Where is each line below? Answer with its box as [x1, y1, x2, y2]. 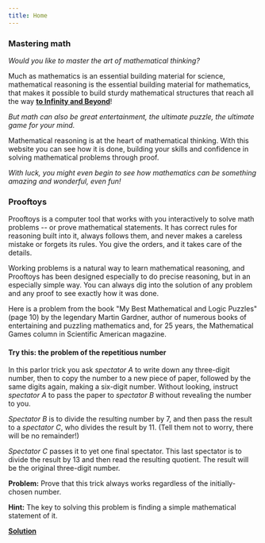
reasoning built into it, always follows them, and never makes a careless [8, 231, 243, 241]
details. [8, 248, 33, 258]
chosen [8, 487, 33, 497]
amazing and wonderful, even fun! [8, 176, 121, 186]
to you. [8, 399, 32, 409]
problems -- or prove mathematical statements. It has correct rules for [8, 223, 238, 233]
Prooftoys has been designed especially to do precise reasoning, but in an [8, 271, 251, 282]
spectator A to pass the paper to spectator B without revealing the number [8, 391, 252, 400]
